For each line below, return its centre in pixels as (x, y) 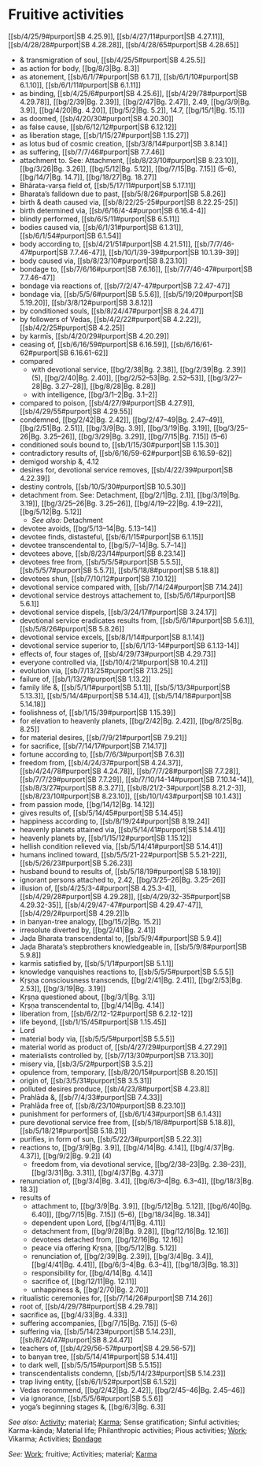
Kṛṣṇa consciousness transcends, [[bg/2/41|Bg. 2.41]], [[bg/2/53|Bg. (131, 980)
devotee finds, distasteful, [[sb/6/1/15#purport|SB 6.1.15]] (111, 536)
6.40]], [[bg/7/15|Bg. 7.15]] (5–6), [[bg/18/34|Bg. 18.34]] (121, 1214)
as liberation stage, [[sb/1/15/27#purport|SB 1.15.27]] (104, 135)
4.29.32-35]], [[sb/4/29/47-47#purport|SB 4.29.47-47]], (111, 905)
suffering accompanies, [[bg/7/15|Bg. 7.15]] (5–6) (98, 1323)
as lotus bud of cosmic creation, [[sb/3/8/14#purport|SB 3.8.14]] (124, 143)
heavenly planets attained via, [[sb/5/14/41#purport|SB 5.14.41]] (122, 829)
